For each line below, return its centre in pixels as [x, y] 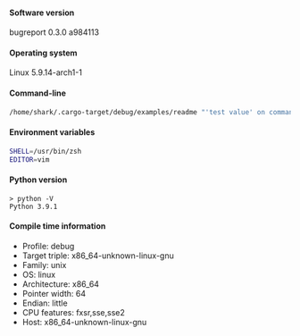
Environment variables [52, 132]
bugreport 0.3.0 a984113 [54, 32]
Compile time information [58, 226]
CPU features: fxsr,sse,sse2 [73, 312]
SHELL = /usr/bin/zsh [46, 151]
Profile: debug [48, 246]
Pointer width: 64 [54, 293]
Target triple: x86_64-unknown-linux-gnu [98, 256]
